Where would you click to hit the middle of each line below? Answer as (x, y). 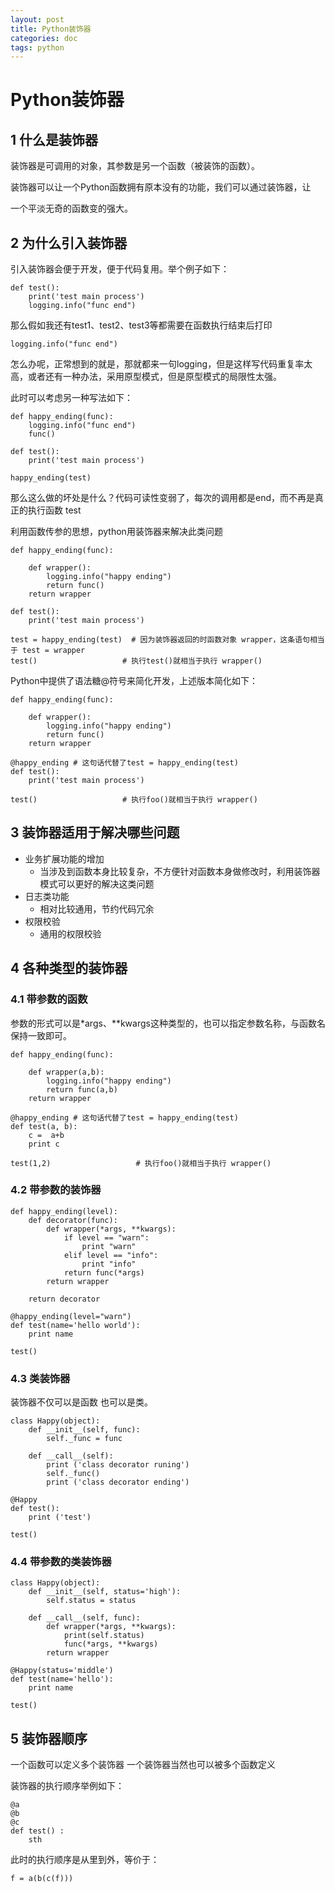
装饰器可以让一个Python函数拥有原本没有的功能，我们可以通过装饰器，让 (161, 187)
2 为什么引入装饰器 (69, 242)
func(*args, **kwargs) (111, 1644)
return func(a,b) (82, 1089)
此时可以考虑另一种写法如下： (71, 398)
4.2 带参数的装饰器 (56, 1190)
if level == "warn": (106, 1237)
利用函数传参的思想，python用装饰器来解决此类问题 (116, 532)
